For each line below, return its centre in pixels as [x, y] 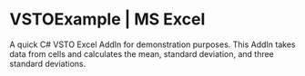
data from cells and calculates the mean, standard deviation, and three [142, 53]
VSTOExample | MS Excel [107, 19]
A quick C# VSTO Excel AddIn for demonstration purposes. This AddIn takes [152, 44]
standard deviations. [48, 63]
